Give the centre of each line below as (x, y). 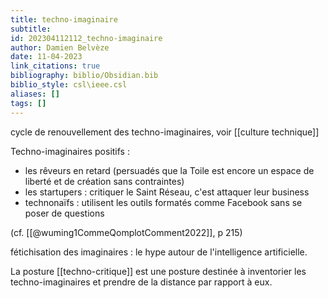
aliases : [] (35, 94)
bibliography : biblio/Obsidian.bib (84, 76)
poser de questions (64, 213)
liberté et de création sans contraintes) (104, 181)
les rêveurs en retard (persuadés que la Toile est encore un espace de (169, 170)
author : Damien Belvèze (60, 47)
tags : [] (28, 103)
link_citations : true (55, 66)
